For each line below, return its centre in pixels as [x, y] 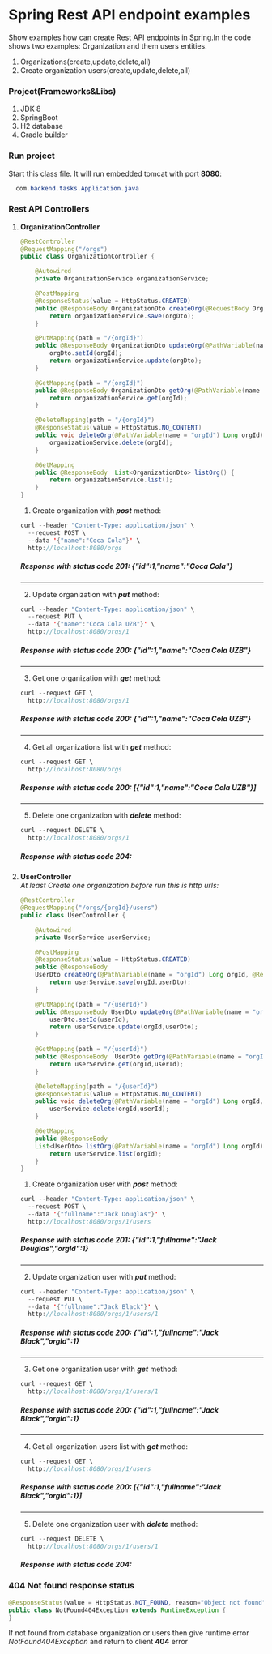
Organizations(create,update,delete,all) [85, 62]
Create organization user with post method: [105, 1184]
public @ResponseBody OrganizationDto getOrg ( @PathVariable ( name [148, 391]
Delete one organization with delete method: [106, 815]
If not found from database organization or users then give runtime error [129, 1633]
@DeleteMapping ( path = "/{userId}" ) [97, 1086]
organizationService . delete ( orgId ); [111, 442]
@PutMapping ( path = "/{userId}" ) [91, 1004]
